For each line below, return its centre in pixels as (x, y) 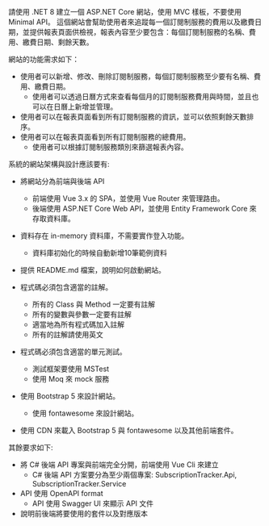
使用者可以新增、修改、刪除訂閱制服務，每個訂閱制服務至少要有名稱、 (137, 76)
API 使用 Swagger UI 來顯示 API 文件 (93, 503)
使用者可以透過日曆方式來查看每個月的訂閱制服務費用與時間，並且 (142, 96)
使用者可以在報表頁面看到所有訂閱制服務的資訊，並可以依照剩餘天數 (133, 117)
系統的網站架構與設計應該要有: (59, 164)
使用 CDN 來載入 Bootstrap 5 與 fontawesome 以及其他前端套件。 (129, 430)
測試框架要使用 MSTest (71, 369)
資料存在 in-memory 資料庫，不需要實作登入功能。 (104, 236)
